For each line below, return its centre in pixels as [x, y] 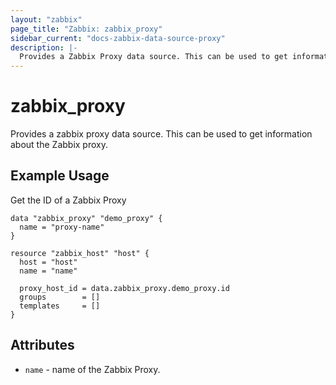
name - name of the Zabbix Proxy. [92, 369]
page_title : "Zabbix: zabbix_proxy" [86, 29]
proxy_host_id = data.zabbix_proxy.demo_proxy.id [124, 288]
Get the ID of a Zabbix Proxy [68, 200]
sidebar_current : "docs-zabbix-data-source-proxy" [118, 38]
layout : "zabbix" [46, 19]
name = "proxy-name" [62, 227]
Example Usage [60, 176]
